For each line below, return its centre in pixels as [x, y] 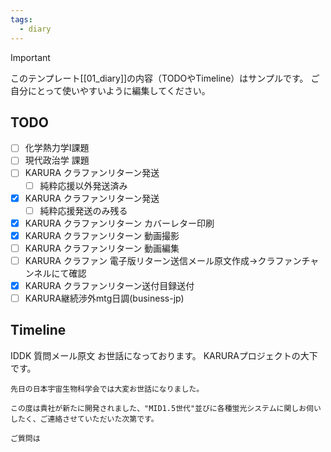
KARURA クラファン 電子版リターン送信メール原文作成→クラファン [163, 260]
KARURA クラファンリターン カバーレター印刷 [119, 223]
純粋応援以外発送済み [83, 185]
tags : [21, 19]
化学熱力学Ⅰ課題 [57, 148]
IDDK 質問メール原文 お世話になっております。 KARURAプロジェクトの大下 [164, 355]
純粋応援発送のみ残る [83, 210]
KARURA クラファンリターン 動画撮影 [102, 235]
